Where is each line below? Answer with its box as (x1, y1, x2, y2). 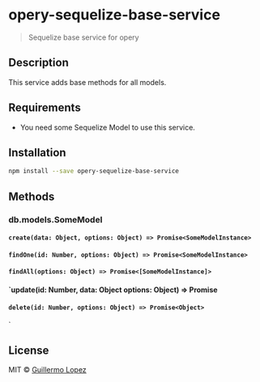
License (8, 343, 49, 357)
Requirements (8, 101, 81, 115)
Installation (8, 146, 66, 159)
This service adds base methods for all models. (8, 77, 167, 87)
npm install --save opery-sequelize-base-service (8, 168, 180, 176)
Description (8, 56, 69, 70)
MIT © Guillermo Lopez (8, 364, 87, 374)
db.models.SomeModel (8, 214, 103, 225)
